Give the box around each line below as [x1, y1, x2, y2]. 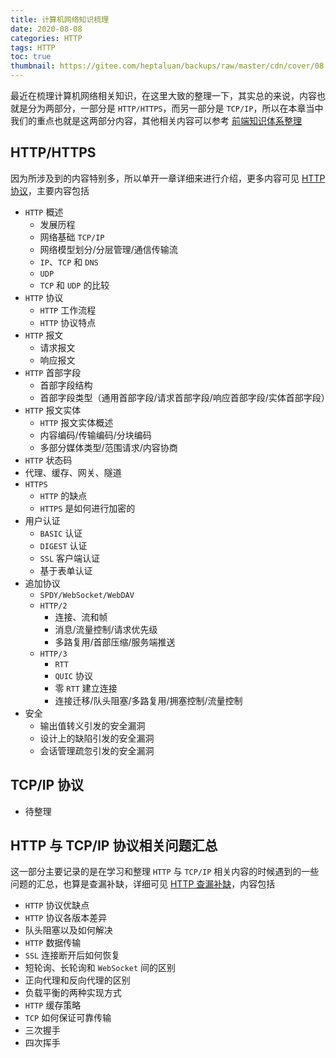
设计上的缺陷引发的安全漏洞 [39, 732, 155, 744]
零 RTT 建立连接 [54, 682, 118, 694]
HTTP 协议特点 [39, 316, 97, 328]
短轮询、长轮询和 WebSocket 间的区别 [24, 962, 177, 974]
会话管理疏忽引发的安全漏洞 [39, 744, 155, 756]
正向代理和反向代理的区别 [24, 974, 131, 986]
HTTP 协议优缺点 [24, 899, 90, 911]
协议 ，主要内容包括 [10, 184, 90, 196]
